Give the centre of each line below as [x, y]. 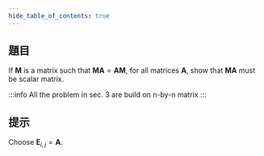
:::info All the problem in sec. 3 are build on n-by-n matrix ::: [108, 95]
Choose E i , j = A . [36, 143]
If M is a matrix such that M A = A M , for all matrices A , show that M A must [132, 70]
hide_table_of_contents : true [59, 16]
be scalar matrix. [36, 79]
